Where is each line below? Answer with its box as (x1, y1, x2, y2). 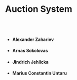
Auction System (5, 3, 73, 15)
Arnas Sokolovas (12, 48, 48, 54)
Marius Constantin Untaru (12, 70, 67, 76)
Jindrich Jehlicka (12, 59, 49, 65)
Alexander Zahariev (12, 36, 54, 42)
